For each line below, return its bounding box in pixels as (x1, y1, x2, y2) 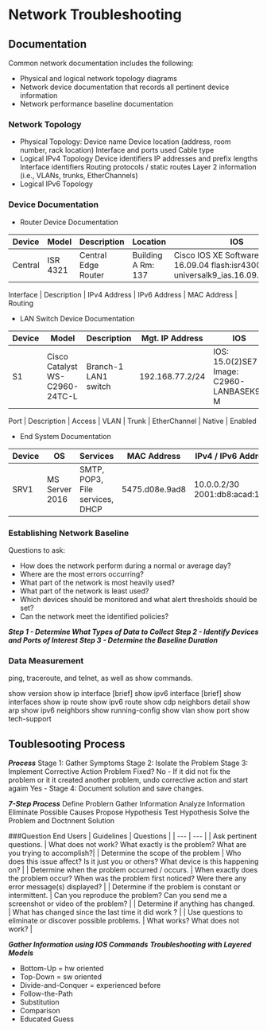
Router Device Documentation (19, 217, 119, 227)
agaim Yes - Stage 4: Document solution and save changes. (8, 783, 204, 793)
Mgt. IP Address (141, 332, 204, 344)
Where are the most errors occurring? (19, 569, 145, 578)
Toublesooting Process (8, 737, 126, 751)
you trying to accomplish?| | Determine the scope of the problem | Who (8, 849, 242, 857)
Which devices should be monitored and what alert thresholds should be (19, 594, 258, 604)
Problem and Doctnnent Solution (8, 816, 115, 825)
